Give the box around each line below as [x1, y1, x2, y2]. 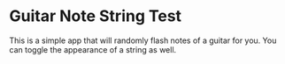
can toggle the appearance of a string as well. [9, 44, 177, 54]
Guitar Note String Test [9, 6, 182, 26]
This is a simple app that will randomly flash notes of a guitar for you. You [9, 35, 277, 46]
